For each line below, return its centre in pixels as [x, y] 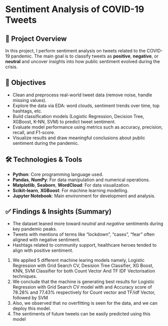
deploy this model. [32, 308]
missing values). [30, 100]
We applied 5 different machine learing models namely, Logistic [78, 260]
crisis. [11, 67]
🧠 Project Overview [36, 39]
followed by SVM [30, 298]
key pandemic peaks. [35, 229]
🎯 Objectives [26, 83]
